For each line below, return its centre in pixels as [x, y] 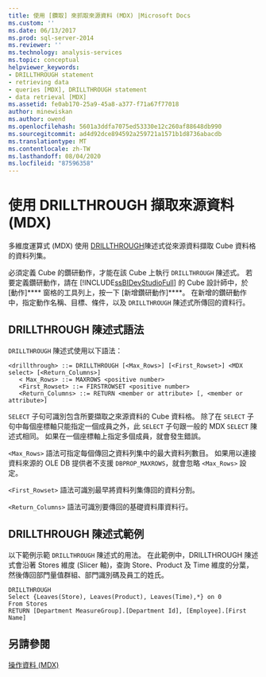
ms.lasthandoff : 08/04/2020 [55, 156]
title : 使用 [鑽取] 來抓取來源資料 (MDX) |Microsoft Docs [100, 16]
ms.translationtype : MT [48, 141]
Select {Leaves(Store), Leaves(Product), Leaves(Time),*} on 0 [115, 597]
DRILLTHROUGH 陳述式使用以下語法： [66, 350]
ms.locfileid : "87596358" [51, 164]
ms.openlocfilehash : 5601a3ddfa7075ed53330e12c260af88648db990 [115, 126]
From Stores [28, 604]
